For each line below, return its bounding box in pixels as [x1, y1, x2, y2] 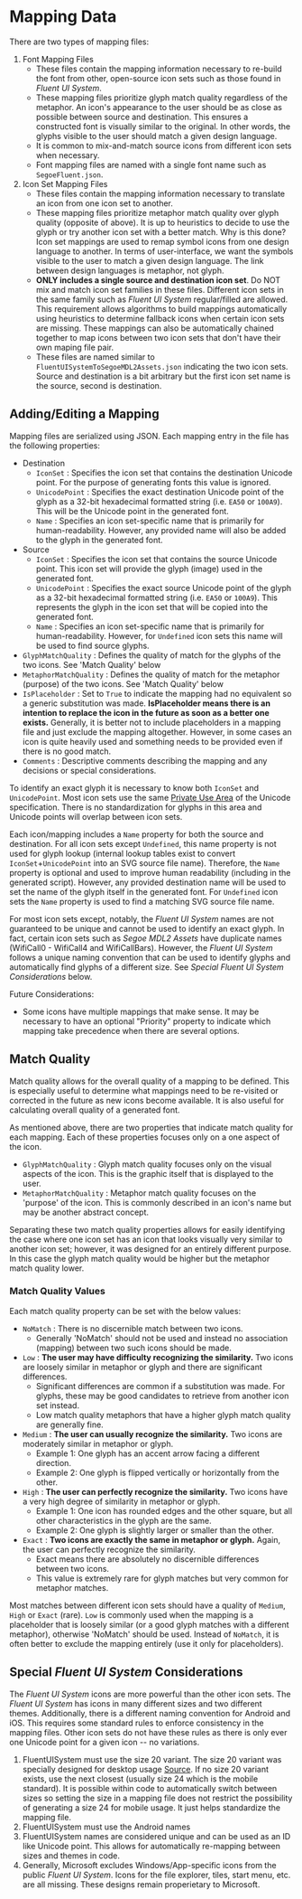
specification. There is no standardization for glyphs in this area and [9, 802, 262, 813]
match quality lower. [9, 1263, 85, 1274]
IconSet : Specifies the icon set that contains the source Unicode [35, 553, 278, 564]
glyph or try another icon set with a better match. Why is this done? [35, 226, 287, 237]
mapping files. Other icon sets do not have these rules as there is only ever [9, 1726, 288, 1737]
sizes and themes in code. [22, 1850, 120, 1861]
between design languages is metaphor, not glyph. [35, 265, 224, 276]
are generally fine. [35, 1419, 104, 1430]
